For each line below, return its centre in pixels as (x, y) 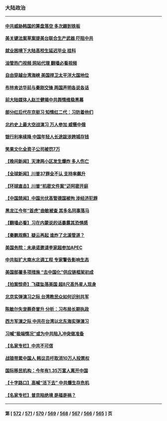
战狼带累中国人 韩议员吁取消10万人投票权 (47, 358)
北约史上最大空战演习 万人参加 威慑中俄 (45, 124)
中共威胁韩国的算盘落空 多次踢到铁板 (43, 26)
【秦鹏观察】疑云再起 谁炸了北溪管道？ (45, 235)
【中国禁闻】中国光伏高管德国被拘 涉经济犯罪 (51, 198)
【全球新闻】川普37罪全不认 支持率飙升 (45, 174)
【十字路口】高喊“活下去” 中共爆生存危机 (47, 383)
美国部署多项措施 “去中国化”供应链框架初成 (49, 272)
